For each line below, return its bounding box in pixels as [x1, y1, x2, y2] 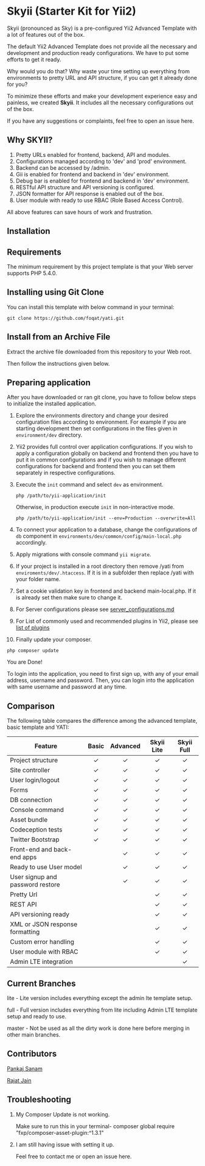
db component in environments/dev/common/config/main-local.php [15, 532, 182, 540]
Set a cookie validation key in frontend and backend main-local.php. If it [15, 587, 196, 595]
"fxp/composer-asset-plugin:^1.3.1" [15, 1129, 104, 1136]
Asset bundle [10, 816, 48, 824]
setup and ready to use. [7, 1013, 66, 1020]
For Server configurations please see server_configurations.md [15, 606, 175, 613]
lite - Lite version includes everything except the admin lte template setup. [7, 994, 193, 1002]
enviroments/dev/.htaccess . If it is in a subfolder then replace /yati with [15, 569, 194, 576]
